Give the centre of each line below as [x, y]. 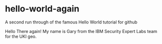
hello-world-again [42, 9]
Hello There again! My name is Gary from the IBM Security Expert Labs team [81, 31]
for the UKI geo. [21, 36]
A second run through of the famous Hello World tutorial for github [71, 22]
